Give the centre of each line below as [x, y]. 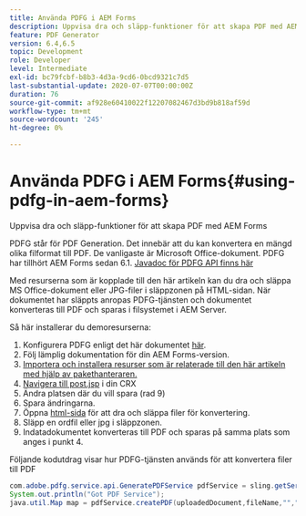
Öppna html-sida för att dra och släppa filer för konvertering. [136, 412]
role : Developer [40, 60]
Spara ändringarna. [59, 403]
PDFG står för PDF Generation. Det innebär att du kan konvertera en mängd [151, 243]
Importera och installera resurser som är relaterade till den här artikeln [154, 364]
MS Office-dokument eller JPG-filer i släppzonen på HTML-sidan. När [140, 290]
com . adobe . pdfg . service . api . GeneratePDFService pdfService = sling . [142, 485]
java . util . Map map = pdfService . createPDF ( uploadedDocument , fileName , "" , [153, 502]
